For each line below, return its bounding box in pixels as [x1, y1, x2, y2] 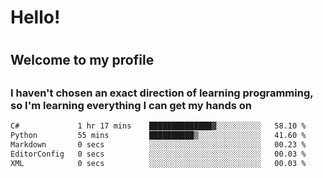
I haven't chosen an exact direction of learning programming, [10, 86, 314, 100]
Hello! [10, 6, 61, 29]
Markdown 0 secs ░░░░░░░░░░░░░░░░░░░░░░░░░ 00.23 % [10, 139, 307, 150]
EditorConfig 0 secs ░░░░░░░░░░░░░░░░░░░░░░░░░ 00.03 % [10, 149, 307, 159]
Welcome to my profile [10, 52, 155, 69]
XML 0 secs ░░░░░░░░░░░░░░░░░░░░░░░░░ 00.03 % [10, 158, 307, 168]
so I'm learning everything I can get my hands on [10, 98, 253, 112]
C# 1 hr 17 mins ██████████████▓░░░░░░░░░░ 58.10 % [10, 121, 307, 131]
